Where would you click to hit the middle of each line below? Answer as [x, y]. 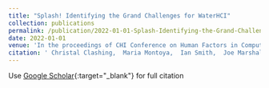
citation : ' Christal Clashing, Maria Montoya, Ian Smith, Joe [121, 53]
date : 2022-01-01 [37, 38]
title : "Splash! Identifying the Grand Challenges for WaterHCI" [119, 16]
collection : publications [51, 23]
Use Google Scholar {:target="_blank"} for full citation [96, 76]
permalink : [26, 30]
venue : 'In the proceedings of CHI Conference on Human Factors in [123, 46]
